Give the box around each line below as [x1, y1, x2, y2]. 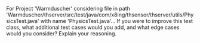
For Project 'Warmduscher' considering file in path [6, 5, 130, 12]
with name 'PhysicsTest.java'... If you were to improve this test [41, 18, 193, 24]
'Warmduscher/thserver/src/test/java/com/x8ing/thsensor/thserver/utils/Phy [6, 11, 194, 18]
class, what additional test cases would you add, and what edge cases [6, 24, 180, 31]
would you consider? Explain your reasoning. [6, 30, 117, 37]
